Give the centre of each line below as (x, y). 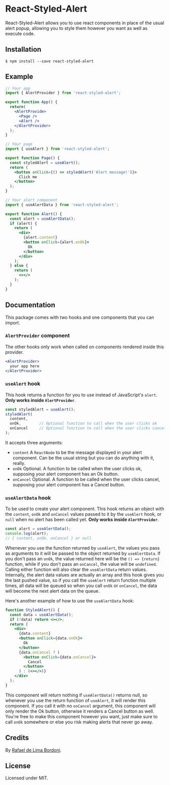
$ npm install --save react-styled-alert (50, 61)
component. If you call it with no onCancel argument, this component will (80, 706)
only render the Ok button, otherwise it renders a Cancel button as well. (80, 711)
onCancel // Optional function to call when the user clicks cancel (88, 428)
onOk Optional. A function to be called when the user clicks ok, (77, 468)
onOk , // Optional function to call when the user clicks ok (83, 424)
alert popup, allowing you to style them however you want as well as (76, 28)
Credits (17, 738)
